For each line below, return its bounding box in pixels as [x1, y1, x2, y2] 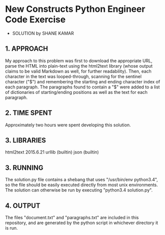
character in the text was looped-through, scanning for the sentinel [5, 73, 142, 79]
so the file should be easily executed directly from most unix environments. [5, 182, 158, 188]
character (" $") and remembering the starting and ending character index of [5, 78, 161, 84]
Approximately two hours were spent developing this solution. [5, 122, 131, 128]
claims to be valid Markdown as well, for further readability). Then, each [5, 68, 152, 74]
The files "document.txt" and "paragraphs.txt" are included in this [5, 215, 139, 220]
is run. [5, 225, 18, 231]
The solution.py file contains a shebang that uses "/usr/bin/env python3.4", [5, 177, 158, 183]
